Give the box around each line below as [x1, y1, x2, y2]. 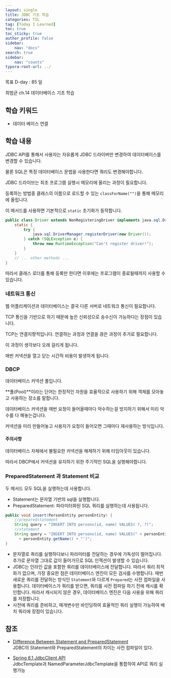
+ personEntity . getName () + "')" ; [18, 536, 93, 541]
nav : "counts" [14, 60, 44, 65]
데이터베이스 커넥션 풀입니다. [5, 378, 63, 384]
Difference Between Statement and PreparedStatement [12, 638, 129, 644]
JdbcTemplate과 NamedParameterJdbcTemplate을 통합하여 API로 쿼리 [12, 661, 158, 667]
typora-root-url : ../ [5, 64, 51, 69]
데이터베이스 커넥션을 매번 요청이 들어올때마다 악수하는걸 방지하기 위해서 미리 [5, 406, 159, 412]
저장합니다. [18, 595, 41, 602]
